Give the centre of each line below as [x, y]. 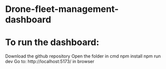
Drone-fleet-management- [62, 9]
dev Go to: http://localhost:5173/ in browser [50, 62]
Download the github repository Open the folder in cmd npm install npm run [83, 56]
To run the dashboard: [52, 42]
